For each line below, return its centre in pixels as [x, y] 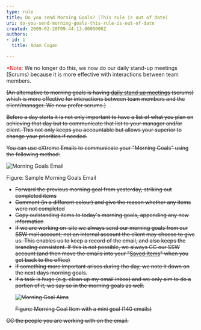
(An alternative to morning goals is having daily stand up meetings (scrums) [100, 92]
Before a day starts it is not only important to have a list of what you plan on [100, 117]
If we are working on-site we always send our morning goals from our [101, 227]
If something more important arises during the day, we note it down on [102, 266]
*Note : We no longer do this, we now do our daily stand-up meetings [92, 68]
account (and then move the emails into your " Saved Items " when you [101, 253]
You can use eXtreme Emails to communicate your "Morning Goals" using [97, 148]
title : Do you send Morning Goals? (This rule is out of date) [87, 17]
